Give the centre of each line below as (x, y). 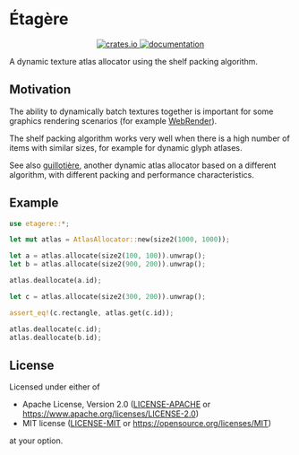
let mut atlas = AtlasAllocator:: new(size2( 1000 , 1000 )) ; (120, 240)
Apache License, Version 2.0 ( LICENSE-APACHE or (116, 405)
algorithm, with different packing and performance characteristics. (132, 174)
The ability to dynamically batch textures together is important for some (141, 111)
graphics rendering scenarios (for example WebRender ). (113, 120)
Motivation (40, 90)
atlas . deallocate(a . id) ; (56, 281)
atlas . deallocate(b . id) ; (56, 337)
